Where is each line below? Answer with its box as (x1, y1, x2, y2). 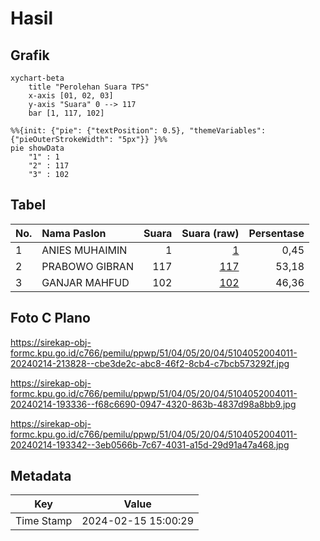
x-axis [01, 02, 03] (28, 91, 114, 101)
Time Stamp (15, 514, 73, 528)
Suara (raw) (181, 226, 240, 240)
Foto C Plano (10, 310, 91, 327)
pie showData (10, 143, 65, 153)
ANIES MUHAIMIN (41, 243, 128, 257)
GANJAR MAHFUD (41, 275, 130, 289)
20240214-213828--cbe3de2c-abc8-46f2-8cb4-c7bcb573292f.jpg (10, 357, 290, 369)
